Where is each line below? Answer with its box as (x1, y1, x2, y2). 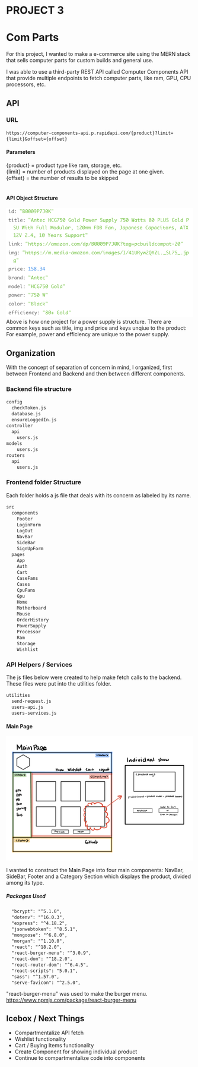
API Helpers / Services (6, 660, 72, 668)
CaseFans (17, 575, 39, 581)
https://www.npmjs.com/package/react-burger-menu (6, 996, 137, 1003)
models (6, 441, 23, 447)
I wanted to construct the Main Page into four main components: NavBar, (6, 866, 184, 873)
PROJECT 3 (6, 4, 64, 17)
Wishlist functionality (14, 1036, 66, 1043)
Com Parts (6, 31, 59, 45)
